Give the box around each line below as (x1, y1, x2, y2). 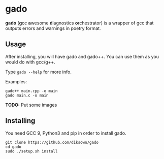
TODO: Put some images (5, 102, 57, 108)
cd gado (5, 144, 22, 149)
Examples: (5, 78, 27, 84)
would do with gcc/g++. (5, 59, 56, 65)
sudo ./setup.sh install (5, 148, 58, 154)
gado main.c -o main (5, 92, 49, 98)
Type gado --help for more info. (5, 69, 72, 75)
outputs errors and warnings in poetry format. (5, 25, 101, 31)
